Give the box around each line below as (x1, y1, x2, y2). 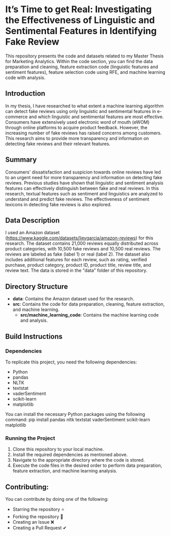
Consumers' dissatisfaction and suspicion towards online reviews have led (5, 169, 161, 175)
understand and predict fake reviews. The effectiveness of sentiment (5, 196, 150, 202)
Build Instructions (5, 332, 63, 341)
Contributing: (5, 483, 49, 491)
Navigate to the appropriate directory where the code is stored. (12, 457, 145, 463)
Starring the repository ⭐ (12, 506, 65, 512)
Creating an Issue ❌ (12, 519, 54, 525)
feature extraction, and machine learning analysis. (12, 468, 118, 474)
